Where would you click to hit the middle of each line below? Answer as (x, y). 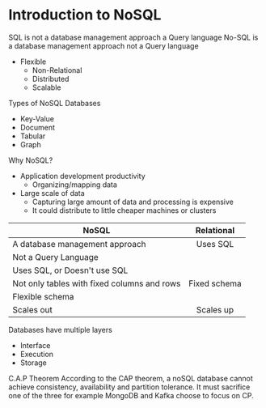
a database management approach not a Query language (104, 45)
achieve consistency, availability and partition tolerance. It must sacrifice (129, 387)
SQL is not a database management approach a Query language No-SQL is (133, 37)
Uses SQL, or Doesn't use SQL (70, 270)
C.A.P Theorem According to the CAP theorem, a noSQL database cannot (131, 378)
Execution (37, 354)
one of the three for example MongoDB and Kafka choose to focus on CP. (131, 395)
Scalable (46, 87)
